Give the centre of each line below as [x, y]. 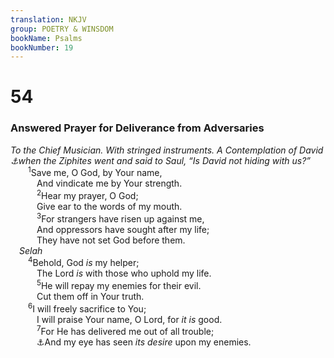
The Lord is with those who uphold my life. [124, 273]
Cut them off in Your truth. [90, 297]
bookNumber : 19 [42, 47]
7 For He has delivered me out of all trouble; [125, 331]
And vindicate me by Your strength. [109, 183]
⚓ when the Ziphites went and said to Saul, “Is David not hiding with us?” [161, 160]
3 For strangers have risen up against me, [120, 218]
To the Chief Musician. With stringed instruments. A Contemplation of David [167, 150]
